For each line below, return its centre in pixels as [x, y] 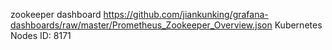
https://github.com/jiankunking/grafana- [186, 14]
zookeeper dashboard [56, 14]
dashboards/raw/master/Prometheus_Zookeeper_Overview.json [141, 25]
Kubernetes [298, 25]
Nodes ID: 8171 [41, 35]
